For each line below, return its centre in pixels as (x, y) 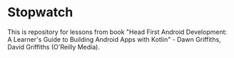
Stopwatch (40, 12)
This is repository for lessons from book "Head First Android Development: (117, 32)
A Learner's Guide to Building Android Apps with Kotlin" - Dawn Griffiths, (114, 39)
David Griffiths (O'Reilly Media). (54, 47)
